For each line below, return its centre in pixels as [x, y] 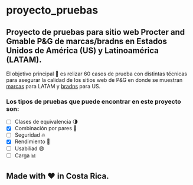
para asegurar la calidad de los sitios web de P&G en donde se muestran [94, 80]
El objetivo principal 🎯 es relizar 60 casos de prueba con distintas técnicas [97, 74]
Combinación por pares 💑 [46, 128]
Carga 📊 [25, 155]
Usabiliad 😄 [30, 148]
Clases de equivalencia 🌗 [46, 122]
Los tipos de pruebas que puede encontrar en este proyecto [94, 101]
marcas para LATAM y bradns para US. [53, 86]
